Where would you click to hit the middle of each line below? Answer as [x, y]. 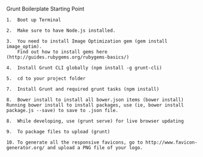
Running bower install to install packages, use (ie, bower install [95, 105]
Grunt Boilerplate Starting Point [45, 9]
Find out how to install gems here [62, 52]
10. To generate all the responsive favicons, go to [75, 142]
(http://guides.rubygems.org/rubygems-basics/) [68, 57]
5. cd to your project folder [46, 78]
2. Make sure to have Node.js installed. [61, 30]
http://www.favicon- [172, 142]
